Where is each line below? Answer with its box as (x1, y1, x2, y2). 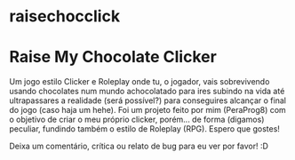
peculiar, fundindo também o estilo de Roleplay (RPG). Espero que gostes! (9, 124, 280, 134)
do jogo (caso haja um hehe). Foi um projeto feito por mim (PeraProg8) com (9, 105, 286, 116)
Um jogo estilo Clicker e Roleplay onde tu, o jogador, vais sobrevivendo (9, 76, 270, 87)
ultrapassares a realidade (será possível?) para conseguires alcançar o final (9, 95, 287, 106)
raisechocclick (9, 6, 121, 27)
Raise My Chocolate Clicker (9, 47, 218, 68)
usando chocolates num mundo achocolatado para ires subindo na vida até (9, 86, 285, 97)
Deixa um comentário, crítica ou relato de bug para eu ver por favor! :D (9, 140, 269, 152)
